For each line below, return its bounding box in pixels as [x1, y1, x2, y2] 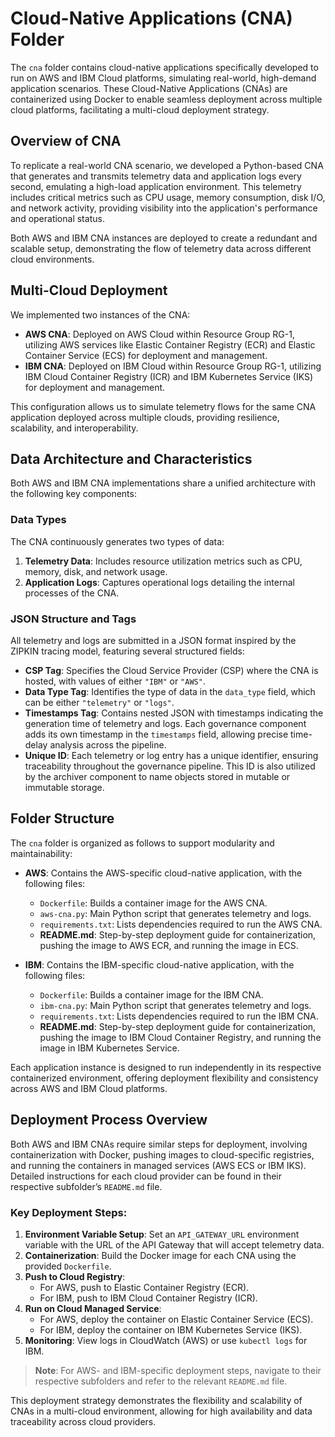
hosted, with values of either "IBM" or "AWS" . [24, 675, 206, 687]
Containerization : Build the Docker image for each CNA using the [24, 1249, 297, 1261]
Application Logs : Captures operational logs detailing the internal [24, 576, 295, 588]
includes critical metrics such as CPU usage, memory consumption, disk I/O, [10, 191, 326, 203]
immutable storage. [24, 781, 105, 793]
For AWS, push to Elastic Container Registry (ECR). [39, 1281, 250, 1293]
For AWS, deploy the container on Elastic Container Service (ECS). [39, 1313, 314, 1325]
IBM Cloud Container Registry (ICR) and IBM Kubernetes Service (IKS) [24, 370, 314, 382]
